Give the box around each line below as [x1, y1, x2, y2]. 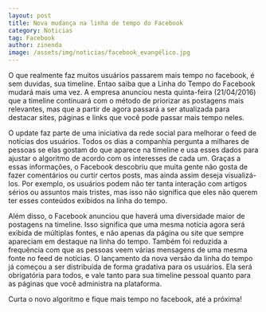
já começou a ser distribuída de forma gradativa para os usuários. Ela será [8, 262, 252, 271]
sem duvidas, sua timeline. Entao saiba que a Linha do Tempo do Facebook [8, 79, 256, 88]
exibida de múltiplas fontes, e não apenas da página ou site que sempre [8, 228, 244, 237]
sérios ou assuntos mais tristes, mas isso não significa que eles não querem [8, 188, 258, 197]
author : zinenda [8, 41, 62, 49]
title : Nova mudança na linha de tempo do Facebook [8, 19, 183, 27]
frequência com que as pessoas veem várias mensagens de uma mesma [8, 245, 248, 255]
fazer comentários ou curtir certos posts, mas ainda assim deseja [8, 170, 223, 180]
